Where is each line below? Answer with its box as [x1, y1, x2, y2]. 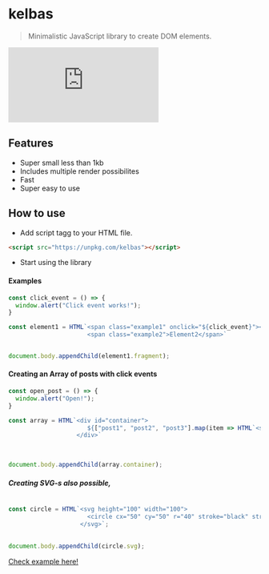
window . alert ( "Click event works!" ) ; [15, 301, 142, 309]
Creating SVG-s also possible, [8, 478, 111, 488]
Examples [8, 276, 42, 286]
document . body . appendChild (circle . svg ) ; [8, 542, 146, 551]
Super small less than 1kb [19, 158, 104, 167]
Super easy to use [19, 183, 80, 193]
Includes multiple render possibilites [19, 166, 140, 176]
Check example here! [8, 557, 78, 567]
